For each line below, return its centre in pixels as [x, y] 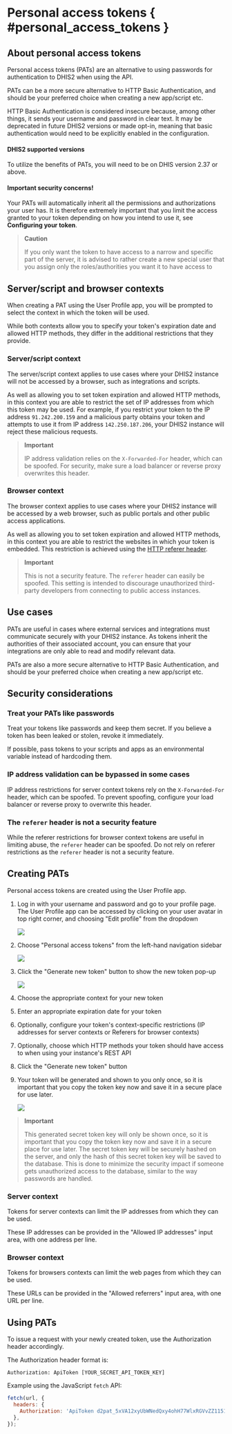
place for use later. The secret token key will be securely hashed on [120, 1149]
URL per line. [26, 1301]
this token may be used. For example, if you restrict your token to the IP [109, 409]
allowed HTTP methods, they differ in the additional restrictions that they [110, 333]
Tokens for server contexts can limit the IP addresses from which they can [113, 1212]
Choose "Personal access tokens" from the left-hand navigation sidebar [119, 945]
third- [207, 583]
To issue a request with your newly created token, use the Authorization [109, 1339]
